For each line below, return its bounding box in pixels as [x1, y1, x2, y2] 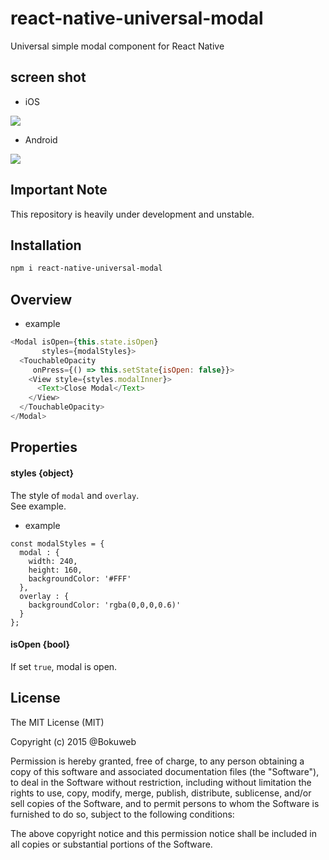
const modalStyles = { [10, 538, 105, 549]
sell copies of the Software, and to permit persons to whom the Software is [10, 797, 320, 809]
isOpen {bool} [10, 638, 71, 651]
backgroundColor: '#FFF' [28, 573, 132, 584]
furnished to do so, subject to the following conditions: [10, 808, 235, 820]
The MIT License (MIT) [10, 716, 105, 728]
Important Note [10, 182, 108, 199]
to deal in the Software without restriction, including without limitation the [10, 776, 312, 788]
